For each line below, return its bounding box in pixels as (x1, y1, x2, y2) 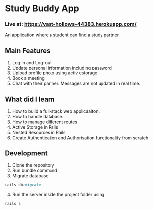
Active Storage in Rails (12, 124, 58, 130)
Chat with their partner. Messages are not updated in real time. (12, 80, 141, 87)
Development (5, 149, 48, 157)
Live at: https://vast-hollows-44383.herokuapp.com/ (5, 21, 137, 28)
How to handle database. (12, 114, 64, 120)
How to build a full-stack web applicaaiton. (12, 108, 100, 114)
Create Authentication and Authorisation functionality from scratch (12, 135, 149, 140)
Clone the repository (12, 162, 54, 168)
